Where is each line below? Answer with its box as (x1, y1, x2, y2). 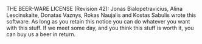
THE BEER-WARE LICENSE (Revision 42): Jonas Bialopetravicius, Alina (6, 5, 183, 12)
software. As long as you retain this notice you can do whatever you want (6, 18, 190, 25)
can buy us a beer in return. (6, 31, 76, 38)
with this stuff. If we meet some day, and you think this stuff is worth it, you (6, 24, 194, 31)
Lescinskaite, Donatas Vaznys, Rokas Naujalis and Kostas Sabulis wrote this (6, 11, 197, 19)
